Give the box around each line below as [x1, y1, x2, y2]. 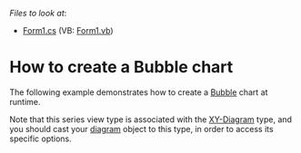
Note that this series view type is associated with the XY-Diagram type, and [9, 113, 293, 125]
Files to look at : [9, 8, 67, 18]
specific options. [9, 133, 73, 144]
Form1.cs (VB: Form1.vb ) [22, 25, 114, 35]
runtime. [9, 96, 41, 107]
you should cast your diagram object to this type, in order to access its [9, 123, 275, 134]
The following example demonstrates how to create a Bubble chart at [9, 86, 268, 98]
